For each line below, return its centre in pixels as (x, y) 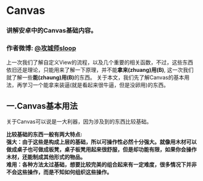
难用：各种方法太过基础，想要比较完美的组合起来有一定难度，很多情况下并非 (101, 165)
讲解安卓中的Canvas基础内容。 (52, 31)
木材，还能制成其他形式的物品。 (46, 157)
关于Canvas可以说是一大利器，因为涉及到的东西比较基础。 (79, 122)
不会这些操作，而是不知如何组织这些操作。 (59, 172)
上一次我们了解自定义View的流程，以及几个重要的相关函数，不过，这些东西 (100, 62)
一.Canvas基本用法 (42, 106)
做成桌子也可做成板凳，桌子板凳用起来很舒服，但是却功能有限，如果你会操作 (101, 150)
